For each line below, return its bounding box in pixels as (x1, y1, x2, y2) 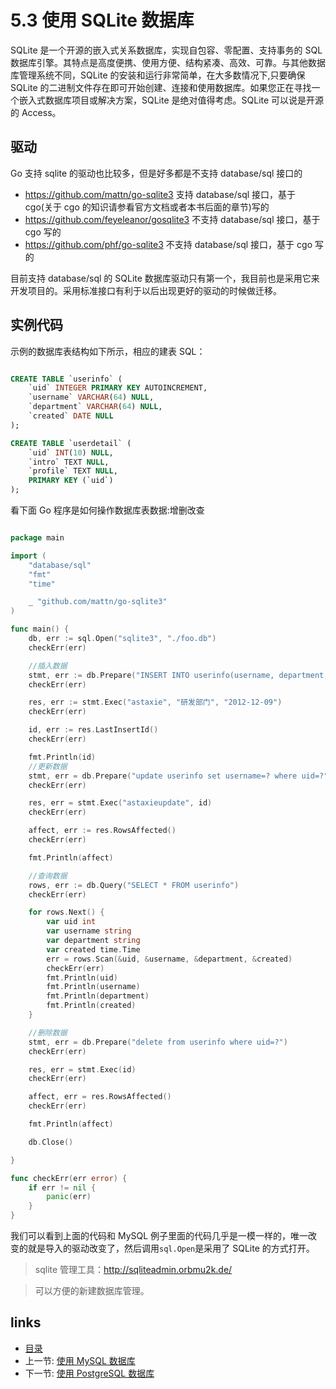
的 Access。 (10, 106, 62, 118)
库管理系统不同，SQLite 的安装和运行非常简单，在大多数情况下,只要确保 (10, 69, 306, 81)
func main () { (10, 624, 70, 635)
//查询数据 (28, 871, 68, 881)
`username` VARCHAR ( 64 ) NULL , (28, 392, 155, 403)
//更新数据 (28, 761, 68, 771)
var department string (46, 936, 141, 946)
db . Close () (28, 1137, 74, 1147)
